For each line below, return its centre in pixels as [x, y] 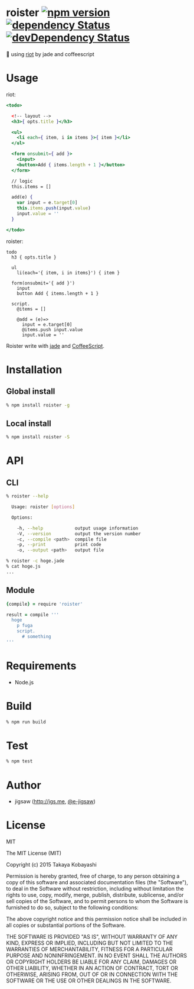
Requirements [41, 666]
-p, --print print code [59, 545]
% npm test [19, 761]
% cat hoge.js [24, 567]
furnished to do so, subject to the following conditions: [72, 907]
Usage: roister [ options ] [43, 507]
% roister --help [27, 496]
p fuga [25, 626]
